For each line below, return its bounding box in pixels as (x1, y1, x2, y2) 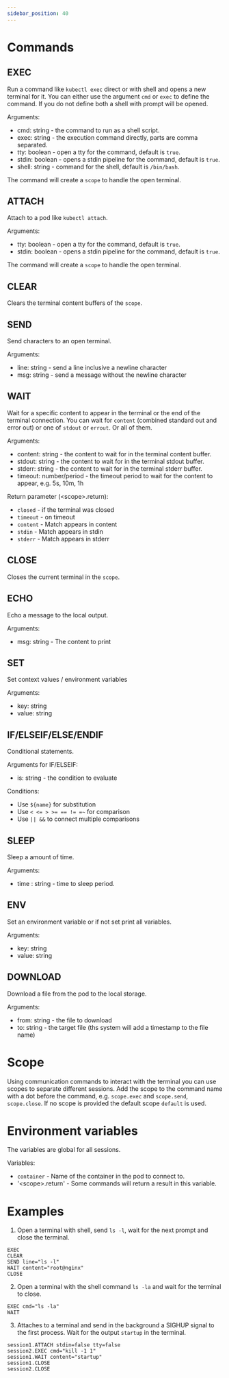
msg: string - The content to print (16, 637, 111, 645)
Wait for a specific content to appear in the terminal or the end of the (7, 408, 201, 417)
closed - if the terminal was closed (16, 505, 115, 514)
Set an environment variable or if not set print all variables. (7, 918, 172, 926)
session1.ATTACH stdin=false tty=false (7, 1342, 121, 1349)
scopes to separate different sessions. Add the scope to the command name (7, 1084, 223, 1093)
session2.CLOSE (7, 1366, 51, 1373)
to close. (16, 1290, 42, 1299)
